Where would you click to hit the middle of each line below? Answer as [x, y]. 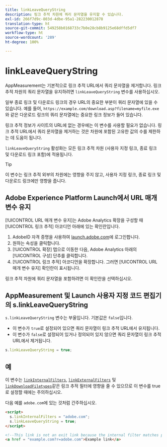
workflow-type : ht [24, 33]
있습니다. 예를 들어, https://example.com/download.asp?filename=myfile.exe [82, 108]
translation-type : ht [28, 24]
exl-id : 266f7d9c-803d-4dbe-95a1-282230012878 [54, 19]
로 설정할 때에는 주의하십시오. [34, 392]
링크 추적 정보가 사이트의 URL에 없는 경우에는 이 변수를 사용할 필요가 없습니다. [81, 125]
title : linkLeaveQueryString [35, 10]
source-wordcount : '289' [31, 38]
